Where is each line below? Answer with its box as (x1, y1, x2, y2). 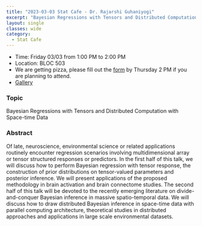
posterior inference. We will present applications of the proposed (6, 174, 167, 182)
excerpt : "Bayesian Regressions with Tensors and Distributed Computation (6, 14, 198, 20)
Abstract (6, 129, 33, 137)
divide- (176, 187, 195, 194)
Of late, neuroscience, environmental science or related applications (6, 142, 176, 150)
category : (6, 31, 31, 37)
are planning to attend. (14, 73, 72, 79)
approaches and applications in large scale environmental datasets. (6, 213, 174, 220)
